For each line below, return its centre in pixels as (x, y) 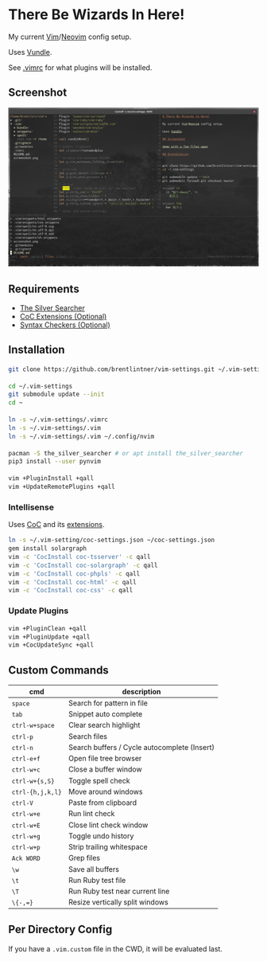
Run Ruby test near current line (119, 891)
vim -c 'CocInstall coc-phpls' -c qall (74, 574)
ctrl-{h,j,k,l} (37, 792)
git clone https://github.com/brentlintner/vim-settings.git (112, 369)
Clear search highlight (104, 725)
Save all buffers (94, 869)
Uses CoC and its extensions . (56, 525)
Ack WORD (26, 859)
